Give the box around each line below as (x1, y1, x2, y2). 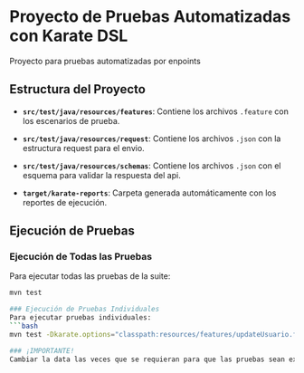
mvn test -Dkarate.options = (9, 330, 116, 339)
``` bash (9, 321, 39, 331)
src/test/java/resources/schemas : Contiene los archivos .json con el (22, 160, 281, 171)
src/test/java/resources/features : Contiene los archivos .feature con (22, 106, 290, 117)
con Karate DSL (9, 25, 128, 46)
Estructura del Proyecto (9, 81, 147, 97)
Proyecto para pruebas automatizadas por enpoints (9, 55, 201, 66)
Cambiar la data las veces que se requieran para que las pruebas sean (9, 355, 285, 364)
